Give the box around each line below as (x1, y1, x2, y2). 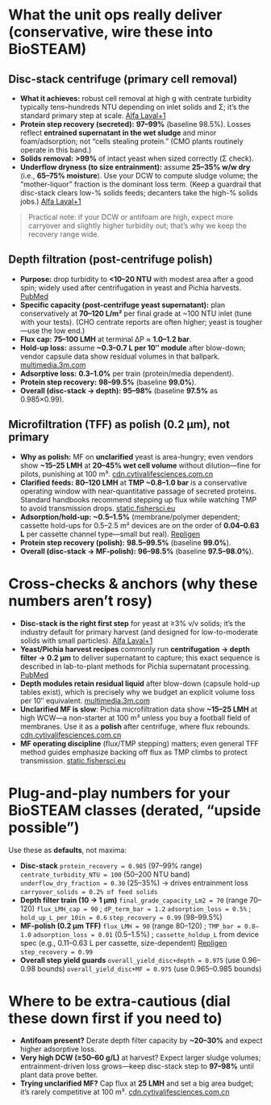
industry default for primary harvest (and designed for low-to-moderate (19, 627, 258, 637)
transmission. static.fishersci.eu (19, 755, 127, 765)
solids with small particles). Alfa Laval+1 (19, 636, 153, 645)
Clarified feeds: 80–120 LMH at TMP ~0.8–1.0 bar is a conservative (19, 477, 248, 487)
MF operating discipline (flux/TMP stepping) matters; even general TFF (19, 738, 260, 748)
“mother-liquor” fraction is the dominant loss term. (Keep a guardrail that (19, 179, 262, 189)
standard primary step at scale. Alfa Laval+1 (19, 111, 166, 120)
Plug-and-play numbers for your (8, 784, 231, 802)
